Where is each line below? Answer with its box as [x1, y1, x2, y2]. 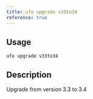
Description [6, 69, 52, 80]
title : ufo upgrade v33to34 [6, 9, 78, 15]
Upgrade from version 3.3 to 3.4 [6, 86, 87, 93]
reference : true [6, 15, 47, 21]
